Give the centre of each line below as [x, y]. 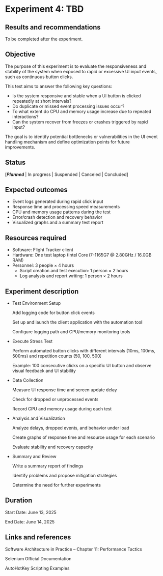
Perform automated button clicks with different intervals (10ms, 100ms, [84, 351]
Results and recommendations [53, 27]
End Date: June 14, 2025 [30, 521]
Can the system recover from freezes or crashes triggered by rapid [80, 122]
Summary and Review [34, 457]
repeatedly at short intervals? [42, 101]
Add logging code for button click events [53, 313]
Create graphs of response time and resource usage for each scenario [83, 437]
